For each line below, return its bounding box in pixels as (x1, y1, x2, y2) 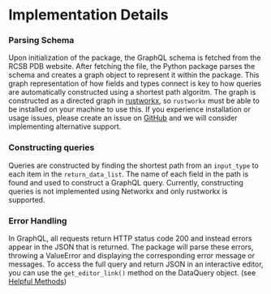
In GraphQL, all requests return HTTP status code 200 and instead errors (8, 233, 252, 244)
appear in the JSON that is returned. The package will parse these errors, (8, 242, 254, 252)
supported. (8, 194, 45, 204)
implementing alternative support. (8, 121, 122, 131)
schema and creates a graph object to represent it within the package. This (8, 70, 260, 80)
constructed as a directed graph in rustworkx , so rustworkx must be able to (8, 96, 260, 106)
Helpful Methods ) (8, 277, 67, 287)
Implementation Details (8, 6, 169, 24)
